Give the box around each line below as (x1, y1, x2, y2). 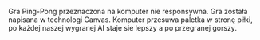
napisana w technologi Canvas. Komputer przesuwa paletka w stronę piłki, (8, 15, 253, 24)
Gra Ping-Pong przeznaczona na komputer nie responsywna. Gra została (8, 7, 248, 16)
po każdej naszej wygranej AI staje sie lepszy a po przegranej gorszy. (8, 24, 238, 32)
